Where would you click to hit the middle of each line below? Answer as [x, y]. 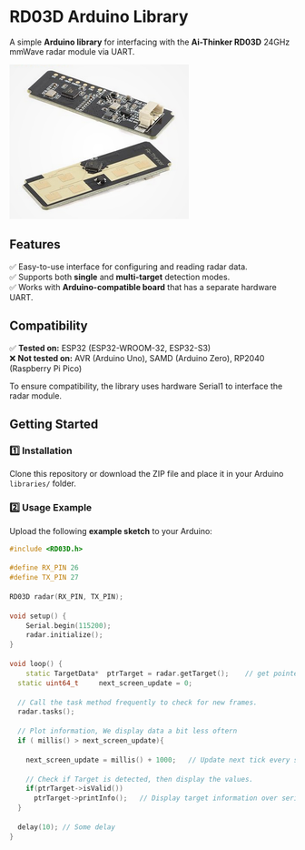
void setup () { [38, 616]
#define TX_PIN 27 [44, 578]
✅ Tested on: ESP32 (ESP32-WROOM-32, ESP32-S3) [110, 348]
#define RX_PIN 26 [44, 568]
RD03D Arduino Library [99, 17]
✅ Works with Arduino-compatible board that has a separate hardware [143, 287]
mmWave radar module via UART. [72, 51]
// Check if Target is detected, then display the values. [140, 779]
